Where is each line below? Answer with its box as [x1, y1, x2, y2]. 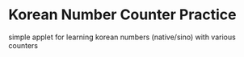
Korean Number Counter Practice [8, 6, 237, 24]
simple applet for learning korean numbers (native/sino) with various [8, 32, 236, 42]
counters [8, 40, 39, 50]
